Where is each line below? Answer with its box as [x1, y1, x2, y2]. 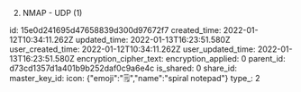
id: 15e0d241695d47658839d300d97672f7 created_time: [9, 25, 222, 35]
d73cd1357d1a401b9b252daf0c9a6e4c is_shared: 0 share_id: [9, 63, 237, 73]
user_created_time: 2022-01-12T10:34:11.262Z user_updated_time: [9, 44, 256, 54]
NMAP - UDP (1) [22, 8, 83, 18]
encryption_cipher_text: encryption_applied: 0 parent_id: [76, 54, 286, 63]
